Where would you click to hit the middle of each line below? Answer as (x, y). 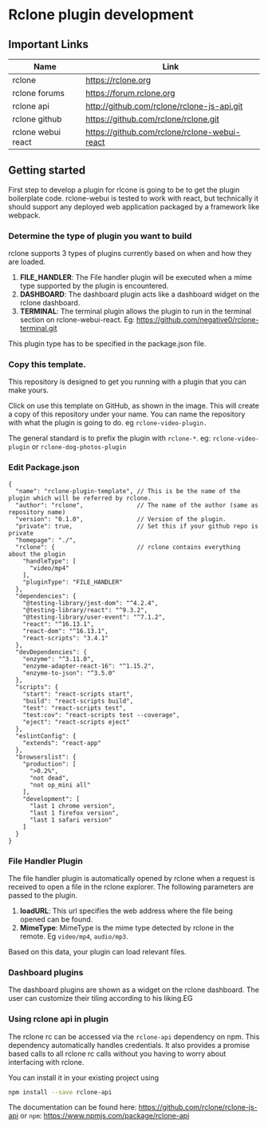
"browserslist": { (46, 757)
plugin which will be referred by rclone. (80, 498)
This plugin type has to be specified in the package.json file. (107, 344)
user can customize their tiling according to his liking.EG (100, 998)
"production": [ (50, 764)
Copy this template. (47, 365)
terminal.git (38, 329)
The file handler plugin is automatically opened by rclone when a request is (132, 878)
